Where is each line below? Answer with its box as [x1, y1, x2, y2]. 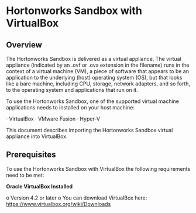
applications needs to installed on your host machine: [6, 104, 135, 111]
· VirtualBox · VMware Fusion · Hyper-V [6, 115, 101, 122]
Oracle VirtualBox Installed [6, 183, 73, 190]
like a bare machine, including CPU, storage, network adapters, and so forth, [6, 80, 191, 87]
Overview [6, 40, 43, 50]
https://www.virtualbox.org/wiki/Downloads [6, 200, 111, 207]
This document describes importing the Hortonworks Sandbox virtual [6, 127, 173, 133]
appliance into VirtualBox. [6, 133, 68, 140]
